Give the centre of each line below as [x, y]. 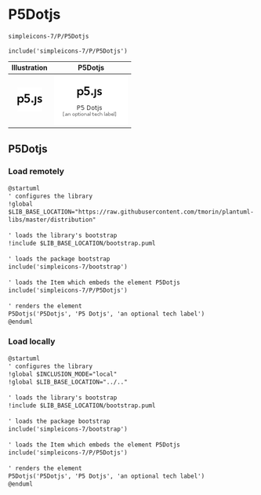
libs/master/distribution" [52, 220]
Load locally [32, 341]
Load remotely [36, 171]
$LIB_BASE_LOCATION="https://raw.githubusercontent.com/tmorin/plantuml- [131, 212]
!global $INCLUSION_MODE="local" [63, 374]
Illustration [30, 67]
